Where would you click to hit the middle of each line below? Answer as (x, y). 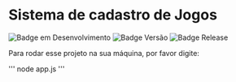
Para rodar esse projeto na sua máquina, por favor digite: (104, 53)
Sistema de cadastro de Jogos (113, 15)
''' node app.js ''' (37, 69)
